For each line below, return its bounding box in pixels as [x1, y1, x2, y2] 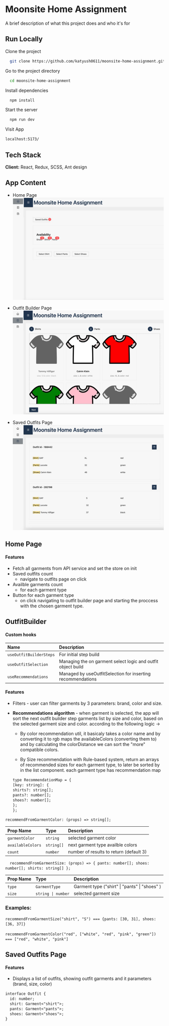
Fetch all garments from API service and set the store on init [12, 565, 137, 571]
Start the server [5, 107, 38, 113]
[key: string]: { [12, 783, 49, 788]
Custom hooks [5, 632, 37, 638]
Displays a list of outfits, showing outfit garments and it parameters [12, 976, 152, 982]
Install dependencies [5, 87, 49, 93]
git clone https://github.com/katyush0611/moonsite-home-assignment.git [10, 59, 165, 64]
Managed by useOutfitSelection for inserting [59, 671, 151, 677]
